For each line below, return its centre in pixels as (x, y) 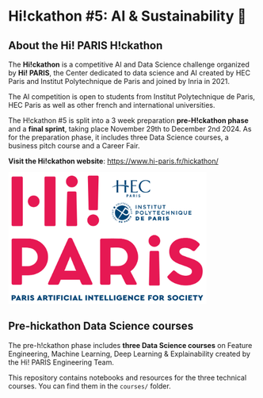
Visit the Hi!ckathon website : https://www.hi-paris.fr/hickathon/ (114, 161)
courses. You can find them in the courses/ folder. (90, 386)
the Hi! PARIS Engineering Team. (61, 362)
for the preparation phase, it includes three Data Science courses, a (119, 137)
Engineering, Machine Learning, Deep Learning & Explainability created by (130, 354)
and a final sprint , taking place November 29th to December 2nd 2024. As (130, 129)
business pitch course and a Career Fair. (74, 145)
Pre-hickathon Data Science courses (101, 326)
